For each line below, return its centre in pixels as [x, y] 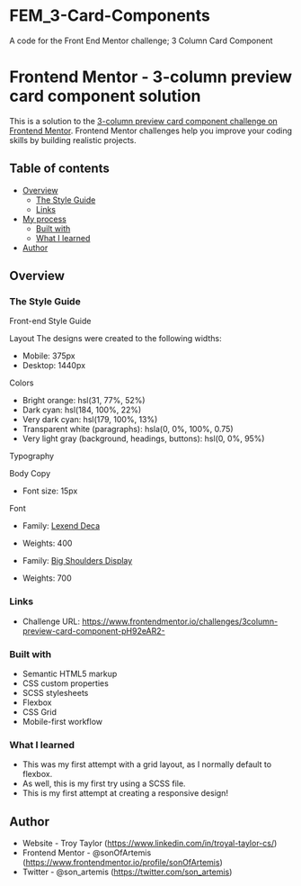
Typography [32, 457]
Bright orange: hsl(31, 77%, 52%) [84, 401]
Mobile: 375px [49, 356]
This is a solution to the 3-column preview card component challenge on [144, 121]
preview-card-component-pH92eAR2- [94, 630]
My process [44, 219]
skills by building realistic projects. [73, 140]
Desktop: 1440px [54, 366]
